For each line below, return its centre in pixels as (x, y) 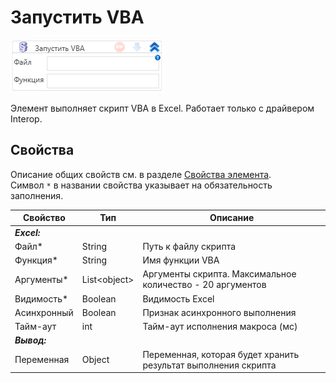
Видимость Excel (178, 298)
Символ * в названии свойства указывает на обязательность (141, 185)
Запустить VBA (77, 17)
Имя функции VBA (181, 260)
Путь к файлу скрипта (189, 246)
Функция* (36, 260)
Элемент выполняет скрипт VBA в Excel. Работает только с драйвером (162, 108)
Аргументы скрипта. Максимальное (219, 274)
